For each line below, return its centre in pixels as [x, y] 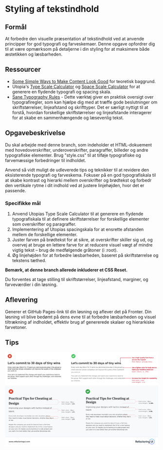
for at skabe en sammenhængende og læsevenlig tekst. [68, 118]
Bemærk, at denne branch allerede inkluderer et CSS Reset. [66, 270]
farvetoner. [16, 327]
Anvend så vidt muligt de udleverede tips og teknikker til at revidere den [77, 170]
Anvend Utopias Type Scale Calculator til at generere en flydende [78, 214]
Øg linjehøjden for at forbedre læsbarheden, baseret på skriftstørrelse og [85, 255]
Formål [16, 27]
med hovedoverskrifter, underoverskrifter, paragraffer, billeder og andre [77, 150]
